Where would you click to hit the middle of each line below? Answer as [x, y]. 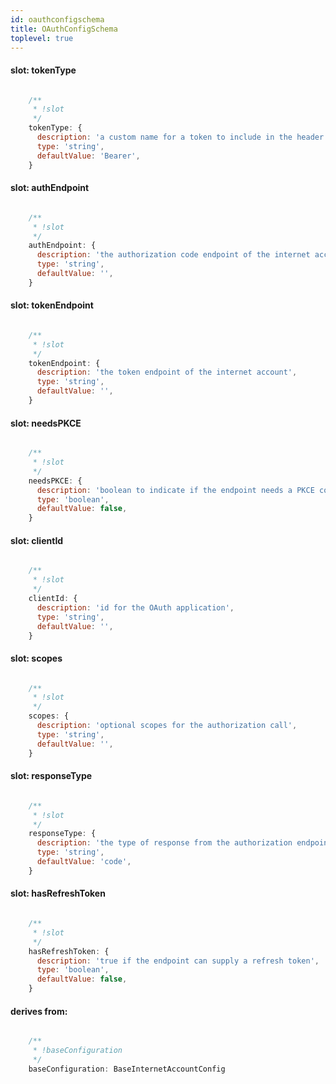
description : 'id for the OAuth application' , [135, 607]
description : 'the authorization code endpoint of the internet [173, 255]
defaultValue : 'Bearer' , [88, 156]
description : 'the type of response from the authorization [164, 843]
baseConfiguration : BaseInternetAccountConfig [127, 1069]
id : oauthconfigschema [57, 19]
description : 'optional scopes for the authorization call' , [167, 726]
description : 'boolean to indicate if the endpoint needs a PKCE [175, 490]
